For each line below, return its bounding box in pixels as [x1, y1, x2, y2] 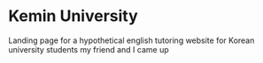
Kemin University [8, 6, 138, 26]
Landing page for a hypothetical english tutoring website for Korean [8, 35, 255, 45]
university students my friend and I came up [8, 44, 169, 54]
